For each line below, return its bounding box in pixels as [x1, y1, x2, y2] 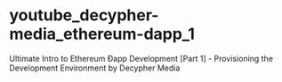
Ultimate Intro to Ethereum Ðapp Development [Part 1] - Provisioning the [9, 53, 274, 63]
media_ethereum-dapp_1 [9, 24, 196, 44]
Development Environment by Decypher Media [9, 63, 181, 73]
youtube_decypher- [9, 5, 159, 26]
